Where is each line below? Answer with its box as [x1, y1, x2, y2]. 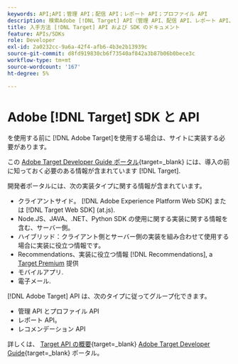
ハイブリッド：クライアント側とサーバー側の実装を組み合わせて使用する [17, 232, 229, 241]
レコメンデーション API [17, 325, 86, 333]
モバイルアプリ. [17, 268, 64, 277]
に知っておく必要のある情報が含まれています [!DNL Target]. [7, 166, 181, 175]
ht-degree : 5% [7, 70, 50, 77]
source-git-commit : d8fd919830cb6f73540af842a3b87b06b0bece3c [7, 50, 195, 58]
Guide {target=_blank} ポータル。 [7, 349, 104, 358]
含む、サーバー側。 [17, 223, 75, 232]
